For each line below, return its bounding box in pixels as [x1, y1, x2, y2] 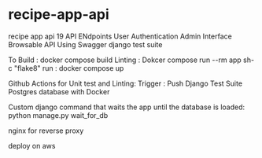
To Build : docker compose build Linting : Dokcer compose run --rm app [8, 55, 242, 64]
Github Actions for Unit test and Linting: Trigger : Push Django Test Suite [8, 79, 242, 88]
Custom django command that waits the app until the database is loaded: [8, 102, 245, 112]
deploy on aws [8, 141, 56, 150]
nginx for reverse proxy [8, 126, 84, 135]
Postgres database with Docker [8, 86, 110, 96]
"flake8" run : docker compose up [13, 63, 124, 72]
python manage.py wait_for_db [8, 110, 109, 119]
